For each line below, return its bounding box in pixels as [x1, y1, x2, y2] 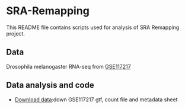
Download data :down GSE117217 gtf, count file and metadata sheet [14, 96, 178, 103]
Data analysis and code [6, 80, 94, 90]
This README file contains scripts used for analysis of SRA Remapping [6, 24, 180, 31]
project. [6, 30, 25, 37]
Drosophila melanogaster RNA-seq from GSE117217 [6, 63, 132, 70]
